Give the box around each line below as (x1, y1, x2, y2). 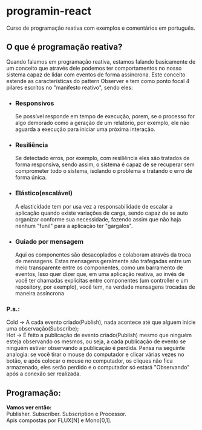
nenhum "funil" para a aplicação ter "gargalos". (15, 222, 133, 229)
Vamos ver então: (6, 404, 52, 411)
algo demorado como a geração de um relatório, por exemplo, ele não (15, 119, 190, 127)
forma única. (15, 174, 47, 181)
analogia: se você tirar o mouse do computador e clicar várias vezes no (6, 351, 184, 358)
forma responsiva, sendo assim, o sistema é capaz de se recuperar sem (15, 161, 195, 168)
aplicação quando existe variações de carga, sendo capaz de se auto (15, 209, 189, 217)
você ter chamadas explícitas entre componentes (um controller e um (15, 277, 189, 284)
